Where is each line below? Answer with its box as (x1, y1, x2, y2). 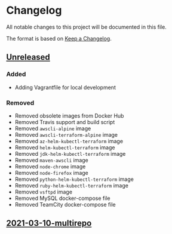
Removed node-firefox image (14, 169, 88, 176)
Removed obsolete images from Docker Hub (14, 112, 124, 119)
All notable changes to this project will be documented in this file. (6, 23, 167, 30)
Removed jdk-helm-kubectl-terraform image (14, 150, 126, 157)
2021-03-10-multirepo (6, 218, 92, 229)
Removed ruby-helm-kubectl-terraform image (14, 181, 128, 189)
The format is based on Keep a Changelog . (6, 35, 112, 42)
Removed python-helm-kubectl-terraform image (14, 176, 134, 183)
